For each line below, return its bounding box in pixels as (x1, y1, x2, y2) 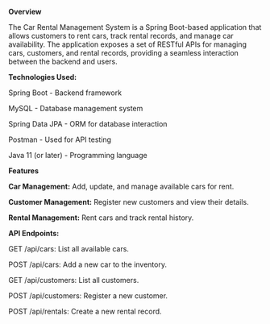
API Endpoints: (8, 229, 60, 238)
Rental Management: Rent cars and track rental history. (8, 213, 194, 222)
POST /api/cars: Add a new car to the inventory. (8, 260, 168, 269)
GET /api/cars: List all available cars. (8, 244, 129, 253)
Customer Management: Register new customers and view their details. (8, 197, 249, 206)
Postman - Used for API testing (8, 135, 111, 144)
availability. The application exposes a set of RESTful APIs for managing (8, 39, 247, 49)
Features (8, 166, 39, 176)
